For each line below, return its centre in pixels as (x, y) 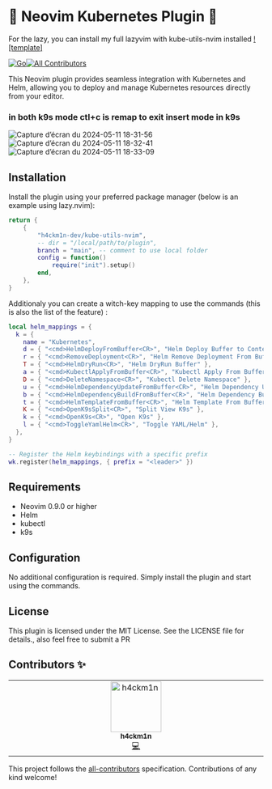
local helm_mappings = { (50, 327)
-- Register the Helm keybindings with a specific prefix (108, 454)
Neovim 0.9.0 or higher (58, 507)
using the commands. (45, 586)
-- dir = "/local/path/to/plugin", (98, 243)
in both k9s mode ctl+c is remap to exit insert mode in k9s (124, 117)
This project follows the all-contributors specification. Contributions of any (133, 769)
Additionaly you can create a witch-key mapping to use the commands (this (134, 303)
